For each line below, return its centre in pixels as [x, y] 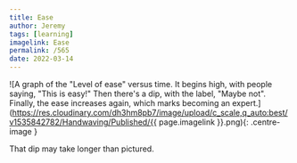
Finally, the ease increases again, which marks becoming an [120, 103]
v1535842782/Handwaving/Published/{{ [83, 122]
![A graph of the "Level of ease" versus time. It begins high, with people [141, 84]
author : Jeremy [37, 26]
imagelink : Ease [39, 42]
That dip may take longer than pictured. [82, 149]
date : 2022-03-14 [41, 59]
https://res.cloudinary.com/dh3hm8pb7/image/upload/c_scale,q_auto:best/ [150, 113]
